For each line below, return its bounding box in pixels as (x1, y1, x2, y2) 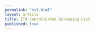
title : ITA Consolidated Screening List (5, 16, 91, 21)
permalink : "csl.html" (5, 7, 52, 12)
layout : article (5, 12, 39, 17)
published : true (5, 21, 39, 26)
